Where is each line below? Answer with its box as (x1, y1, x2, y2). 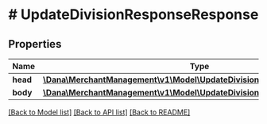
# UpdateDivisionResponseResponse (8, 6, 259, 24)
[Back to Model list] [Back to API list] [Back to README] (8, 107, 191, 117)
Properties (8, 37, 62, 51)
